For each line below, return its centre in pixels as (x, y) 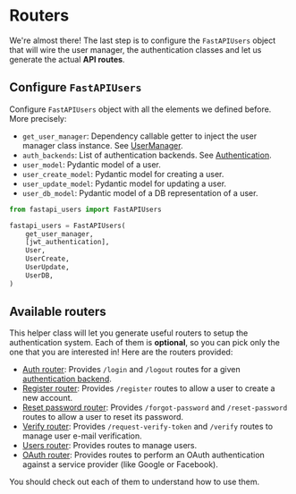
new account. (47, 398)
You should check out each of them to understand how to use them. (135, 482)
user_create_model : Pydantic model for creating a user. (123, 174)
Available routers (58, 312)
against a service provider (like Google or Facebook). (120, 464)
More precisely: (38, 118)
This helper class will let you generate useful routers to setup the (129, 333)
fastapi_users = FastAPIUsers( (68, 226)
